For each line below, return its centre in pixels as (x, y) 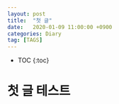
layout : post (27, 14)
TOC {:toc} (33, 60)
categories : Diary (34, 34)
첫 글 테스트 (39, 91)
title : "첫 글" (30, 21)
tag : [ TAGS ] (25, 40)
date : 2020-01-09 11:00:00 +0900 (60, 27)
